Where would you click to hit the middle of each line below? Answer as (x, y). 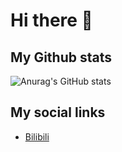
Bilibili (37, 136)
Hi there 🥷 (51, 20)
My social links (58, 112)
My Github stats (61, 57)
